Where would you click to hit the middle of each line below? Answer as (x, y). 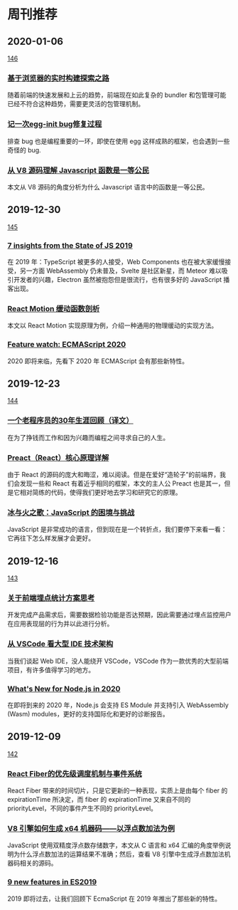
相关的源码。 (38, 863)
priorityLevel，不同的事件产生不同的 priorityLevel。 (82, 808)
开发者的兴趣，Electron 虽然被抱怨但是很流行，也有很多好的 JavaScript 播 (121, 279)
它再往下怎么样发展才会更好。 (51, 538)
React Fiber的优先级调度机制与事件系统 (75, 773)
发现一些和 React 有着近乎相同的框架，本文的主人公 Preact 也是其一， (122, 483)
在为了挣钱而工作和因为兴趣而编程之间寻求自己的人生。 (88, 437)
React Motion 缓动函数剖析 (54, 308)
